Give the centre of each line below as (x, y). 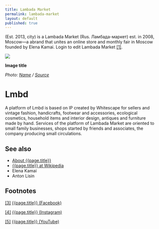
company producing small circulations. (43, 134)
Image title (16, 65)
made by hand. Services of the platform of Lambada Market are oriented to (80, 123)
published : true (21, 23)
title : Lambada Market (28, 9)
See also (18, 149)
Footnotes (21, 191)
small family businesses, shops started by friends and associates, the (74, 128)
